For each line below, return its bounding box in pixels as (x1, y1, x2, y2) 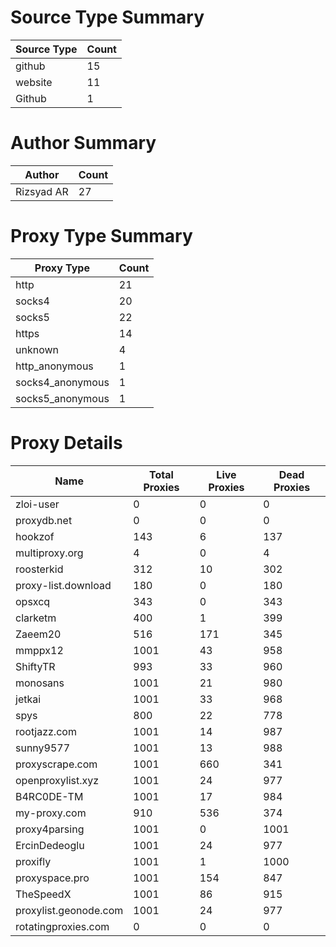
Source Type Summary (10, 6, 205, 29)
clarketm (15, 611, 57, 625)
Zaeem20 (15, 627, 62, 641)
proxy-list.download (15, 578, 112, 592)
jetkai (15, 692, 42, 706)
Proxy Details (10, 432, 123, 454)
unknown (15, 342, 59, 356)
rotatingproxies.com (15, 919, 110, 933)
